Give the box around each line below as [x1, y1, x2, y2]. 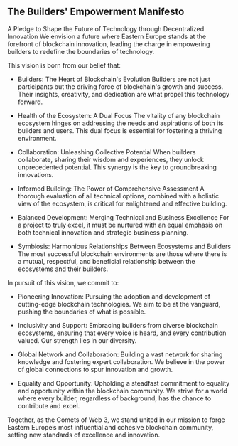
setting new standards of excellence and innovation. [7, 430, 161, 439]
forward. [17, 97, 43, 106]
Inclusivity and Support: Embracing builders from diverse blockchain [17, 321, 219, 329]
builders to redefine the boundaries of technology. [7, 47, 155, 55]
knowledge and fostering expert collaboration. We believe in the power [17, 357, 225, 366]
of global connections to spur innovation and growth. [17, 365, 173, 373]
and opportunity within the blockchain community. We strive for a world [17, 386, 227, 395]
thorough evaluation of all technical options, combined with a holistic [17, 191, 219, 200]
